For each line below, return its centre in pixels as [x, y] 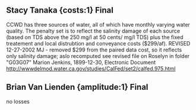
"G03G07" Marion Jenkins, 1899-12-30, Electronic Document [81, 62]
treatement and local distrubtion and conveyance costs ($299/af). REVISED [98, 43]
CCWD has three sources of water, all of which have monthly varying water [98, 24]
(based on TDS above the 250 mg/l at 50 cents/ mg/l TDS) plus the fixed [95, 37]
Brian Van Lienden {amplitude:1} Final [77, 87]
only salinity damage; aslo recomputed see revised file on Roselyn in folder [98, 56]
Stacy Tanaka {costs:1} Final [60, 10]
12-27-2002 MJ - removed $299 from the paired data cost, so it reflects [94, 50]
